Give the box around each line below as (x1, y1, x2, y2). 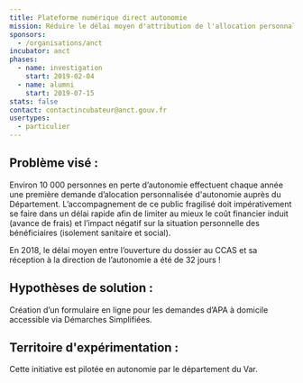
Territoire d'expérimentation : (9, 340, 179, 356)
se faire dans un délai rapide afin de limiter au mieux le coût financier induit (9, 208, 289, 219)
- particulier (17, 123, 70, 132)
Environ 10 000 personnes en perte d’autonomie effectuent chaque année (9, 179, 284, 190)
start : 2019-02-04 (25, 72, 95, 81)
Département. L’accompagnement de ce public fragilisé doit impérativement (9, 198, 292, 209)
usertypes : (9, 114, 50, 123)
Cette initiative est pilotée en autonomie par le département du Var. (9, 364, 259, 375)
